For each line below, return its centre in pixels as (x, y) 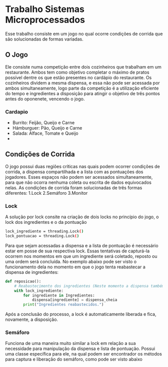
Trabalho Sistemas (45, 9)
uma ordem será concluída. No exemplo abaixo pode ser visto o (71, 261)
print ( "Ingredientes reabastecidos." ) (63, 305)
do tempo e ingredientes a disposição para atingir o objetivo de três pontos (82, 93)
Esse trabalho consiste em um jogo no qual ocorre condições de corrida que (84, 34)
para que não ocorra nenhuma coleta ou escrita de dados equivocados (78, 182)
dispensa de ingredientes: (32, 272)
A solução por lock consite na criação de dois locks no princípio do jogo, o (82, 217)
